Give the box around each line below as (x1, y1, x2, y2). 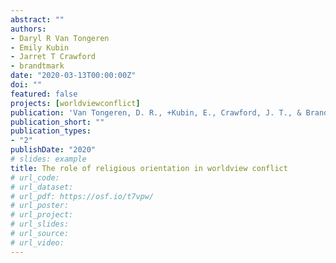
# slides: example (10, 154, 87, 164)
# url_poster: (10, 201, 70, 211)
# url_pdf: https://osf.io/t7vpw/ (10, 191, 155, 201)
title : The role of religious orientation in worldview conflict (10, 163, 288, 173)
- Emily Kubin (10, 42, 70, 53)
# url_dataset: (10, 182, 74, 192)
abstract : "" (10, 14, 65, 25)
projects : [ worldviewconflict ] (10, 98, 141, 108)
